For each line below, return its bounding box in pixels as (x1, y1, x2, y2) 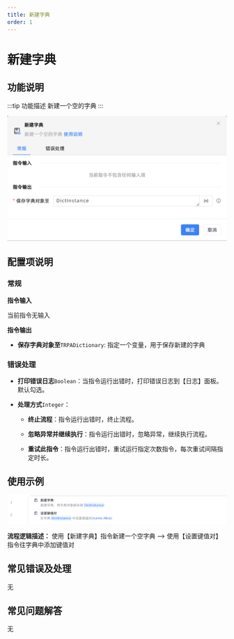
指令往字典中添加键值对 (7, 540, 75, 548)
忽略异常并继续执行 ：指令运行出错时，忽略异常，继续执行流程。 (27, 429, 211, 438)
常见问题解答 (7, 605, 63, 617)
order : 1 (7, 18, 33, 26)
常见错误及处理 (7, 563, 72, 575)
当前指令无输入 (7, 311, 50, 319)
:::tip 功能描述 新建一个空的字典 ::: (7, 101, 104, 109)
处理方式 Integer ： (17, 400, 70, 408)
